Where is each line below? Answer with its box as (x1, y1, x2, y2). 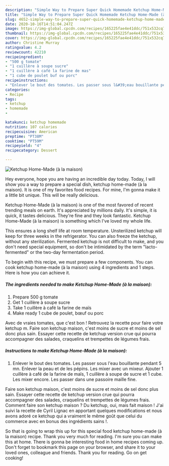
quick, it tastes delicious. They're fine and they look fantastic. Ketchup (5, 213, 151, 219)
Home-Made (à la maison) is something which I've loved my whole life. (5, 218, 152, 224)
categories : (5, 87, 30, 92)
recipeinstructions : (5, 78, 49, 83)
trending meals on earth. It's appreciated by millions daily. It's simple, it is (5, 208, 157, 213)
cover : (5, 36, 19, 41)
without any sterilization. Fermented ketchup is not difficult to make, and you (5, 238, 164, 244)
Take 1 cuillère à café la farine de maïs (12, 304, 92, 310)
